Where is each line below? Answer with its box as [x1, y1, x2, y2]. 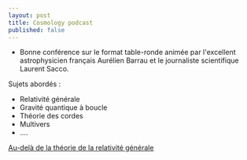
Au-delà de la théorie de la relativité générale [8, 143, 154, 153]
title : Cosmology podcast [8, 19, 93, 27]
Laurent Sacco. [19, 64, 69, 74]
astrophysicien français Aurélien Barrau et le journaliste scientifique [19, 56, 239, 65]
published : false [8, 26, 65, 34]
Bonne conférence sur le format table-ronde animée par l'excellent [19, 48, 236, 57]
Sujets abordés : [8, 79, 61, 89]
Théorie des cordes [19, 111, 84, 121]
